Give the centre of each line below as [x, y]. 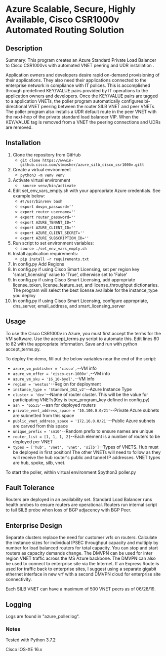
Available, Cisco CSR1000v [62, 19]
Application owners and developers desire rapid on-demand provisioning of [83, 75]
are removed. [19, 127]
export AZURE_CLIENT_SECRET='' [52, 233]
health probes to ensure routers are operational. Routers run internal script [81, 505]
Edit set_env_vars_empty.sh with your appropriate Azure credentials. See [87, 191]
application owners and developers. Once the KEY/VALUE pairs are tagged [82, 96]
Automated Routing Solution [65, 30]
